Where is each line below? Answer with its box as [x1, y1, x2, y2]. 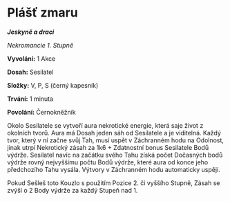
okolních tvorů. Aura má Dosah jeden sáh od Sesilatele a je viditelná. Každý [7, 128, 221, 137]
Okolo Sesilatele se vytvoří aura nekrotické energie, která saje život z [7, 121, 204, 129]
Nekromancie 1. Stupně [7, 41, 74, 49]
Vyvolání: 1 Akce [7, 54, 56, 63]
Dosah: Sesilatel [7, 68, 54, 76]
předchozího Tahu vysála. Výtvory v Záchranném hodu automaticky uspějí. [7, 165, 221, 173]
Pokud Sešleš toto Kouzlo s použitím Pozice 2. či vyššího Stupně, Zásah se [7, 178, 220, 187]
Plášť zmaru [7, 5, 78, 21]
